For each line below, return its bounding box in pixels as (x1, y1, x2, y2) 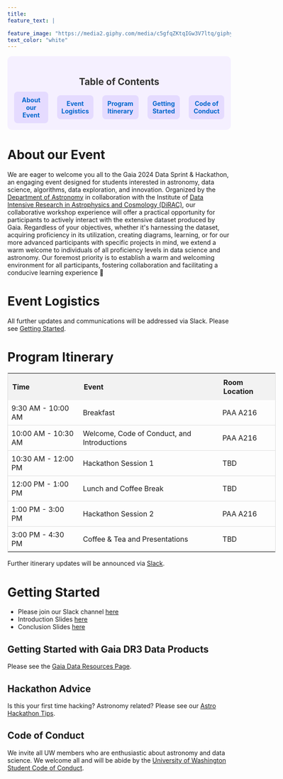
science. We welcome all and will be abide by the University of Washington (7, 756, 227, 764)
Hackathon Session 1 (82, 459, 155, 469)
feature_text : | (7, 17, 55, 24)
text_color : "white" (7, 36, 69, 43)
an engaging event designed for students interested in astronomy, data (7, 178, 215, 186)
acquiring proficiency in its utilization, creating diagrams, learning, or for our (7, 230, 230, 239)
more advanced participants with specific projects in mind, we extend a (7, 238, 216, 246)
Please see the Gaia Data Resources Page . (7, 662, 132, 671)
